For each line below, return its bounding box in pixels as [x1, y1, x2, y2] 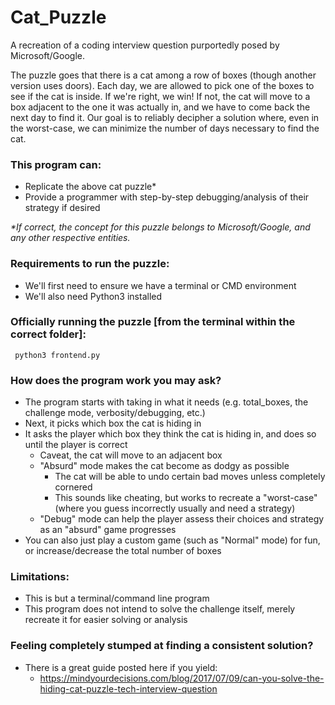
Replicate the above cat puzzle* [24, 181, 157, 193]
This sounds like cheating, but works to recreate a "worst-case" [54, 492, 318, 504]
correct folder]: [10, 327, 87, 341]
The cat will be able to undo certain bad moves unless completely [54, 471, 326, 483]
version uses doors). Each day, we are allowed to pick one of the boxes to [10, 79, 315, 91]
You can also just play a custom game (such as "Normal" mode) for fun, [24, 534, 321, 546]
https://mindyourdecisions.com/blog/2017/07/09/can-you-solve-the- [39, 672, 325, 684]
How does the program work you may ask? [10, 373, 222, 387]
